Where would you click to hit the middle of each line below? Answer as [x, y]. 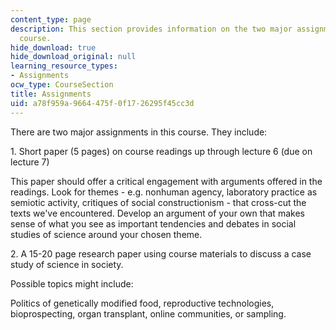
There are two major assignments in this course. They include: [139, 132]
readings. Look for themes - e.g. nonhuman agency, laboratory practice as [164, 192]
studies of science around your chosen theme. [106, 234]
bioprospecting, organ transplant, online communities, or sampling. [148, 313]
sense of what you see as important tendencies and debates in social [153, 223]
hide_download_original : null [73, 57]
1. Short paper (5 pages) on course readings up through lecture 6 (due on [161, 151]
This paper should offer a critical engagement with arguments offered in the [166, 181]
